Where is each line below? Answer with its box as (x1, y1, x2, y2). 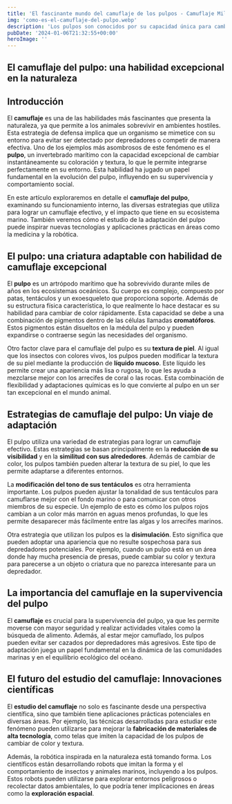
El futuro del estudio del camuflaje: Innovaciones (7, 673, 222, 685)
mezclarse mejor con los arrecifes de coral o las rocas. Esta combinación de (7, 374, 224, 382)
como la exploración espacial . (7, 789, 95, 797)
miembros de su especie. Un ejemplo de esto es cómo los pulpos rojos (7, 502, 209, 510)
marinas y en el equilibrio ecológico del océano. (7, 653, 144, 661)
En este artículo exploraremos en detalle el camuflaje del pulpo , (7, 194, 190, 202)
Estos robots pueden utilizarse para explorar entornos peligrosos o (7, 774, 197, 783)
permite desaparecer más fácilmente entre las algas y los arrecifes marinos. (7, 516, 223, 525)
